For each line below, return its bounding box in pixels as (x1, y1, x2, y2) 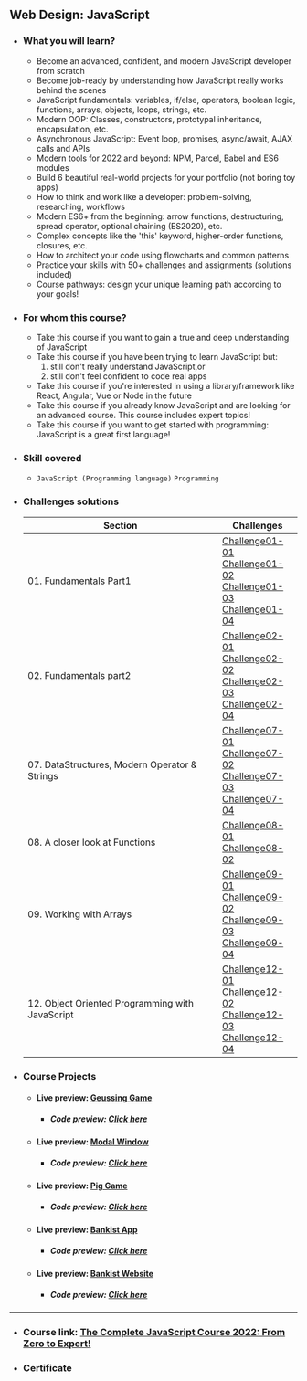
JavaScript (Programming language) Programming (36, 474, 219, 483)
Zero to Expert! (22, 1337, 91, 1350)
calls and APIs (36, 142, 90, 153)
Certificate (22, 1361, 72, 1374)
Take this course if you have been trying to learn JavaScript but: (36, 351, 279, 362)
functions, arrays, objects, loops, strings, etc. (36, 104, 207, 115)
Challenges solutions (22, 495, 120, 508)
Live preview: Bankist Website (36, 1268, 153, 1279)
